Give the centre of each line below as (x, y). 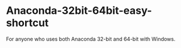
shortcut (27, 23)
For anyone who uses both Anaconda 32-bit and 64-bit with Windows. (91, 39)
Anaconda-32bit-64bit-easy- (79, 11)
